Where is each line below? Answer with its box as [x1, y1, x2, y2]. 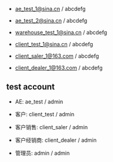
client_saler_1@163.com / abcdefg [15, 52, 99, 60]
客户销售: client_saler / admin [15, 123, 88, 130]
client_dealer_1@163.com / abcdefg [15, 64, 103, 71]
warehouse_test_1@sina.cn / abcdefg [15, 29, 108, 36]
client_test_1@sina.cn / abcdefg [15, 41, 94, 48]
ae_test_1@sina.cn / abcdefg [15, 5, 86, 12]
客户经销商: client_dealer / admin [15, 136, 97, 144]
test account [6, 82, 56, 92]
